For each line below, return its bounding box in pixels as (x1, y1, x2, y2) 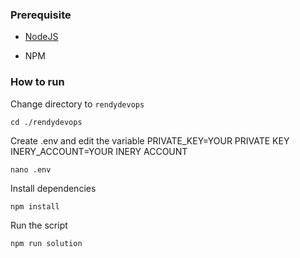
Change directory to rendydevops (10, 98, 145, 110)
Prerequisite (10, 8, 72, 22)
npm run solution (10, 238, 83, 248)
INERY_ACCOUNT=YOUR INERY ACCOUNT (10, 145, 188, 157)
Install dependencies (10, 182, 97, 194)
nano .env (10, 164, 52, 175)
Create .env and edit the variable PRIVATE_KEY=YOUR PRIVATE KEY (10, 134, 290, 147)
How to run (10, 75, 65, 89)
